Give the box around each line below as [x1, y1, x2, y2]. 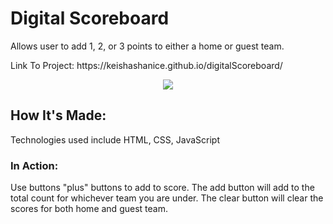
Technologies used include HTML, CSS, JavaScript [10, 133, 221, 146]
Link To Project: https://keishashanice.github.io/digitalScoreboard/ [10, 59, 283, 71]
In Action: [10, 158, 59, 172]
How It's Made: [10, 107, 107, 124]
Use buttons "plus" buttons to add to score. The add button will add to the [10, 182, 315, 194]
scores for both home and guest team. [10, 203, 168, 215]
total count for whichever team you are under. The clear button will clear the [10, 192, 324, 204]
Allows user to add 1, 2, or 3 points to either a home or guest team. [10, 40, 285, 52]
